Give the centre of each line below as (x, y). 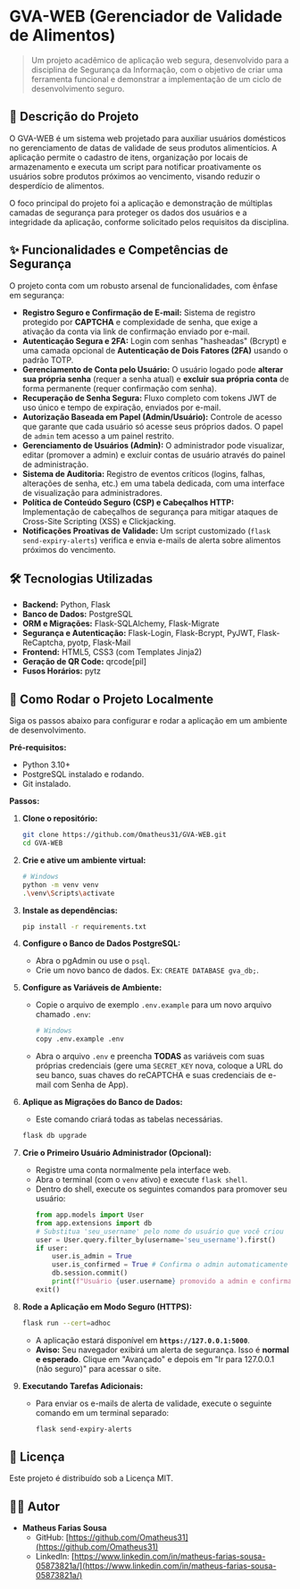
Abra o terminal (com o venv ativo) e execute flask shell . (142, 1180)
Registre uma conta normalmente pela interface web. (133, 1170)
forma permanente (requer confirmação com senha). (119, 388)
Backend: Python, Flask (66, 605)
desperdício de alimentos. (57, 186)
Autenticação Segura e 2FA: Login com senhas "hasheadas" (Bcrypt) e (154, 340)
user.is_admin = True (92, 1257)
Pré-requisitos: (38, 748)
